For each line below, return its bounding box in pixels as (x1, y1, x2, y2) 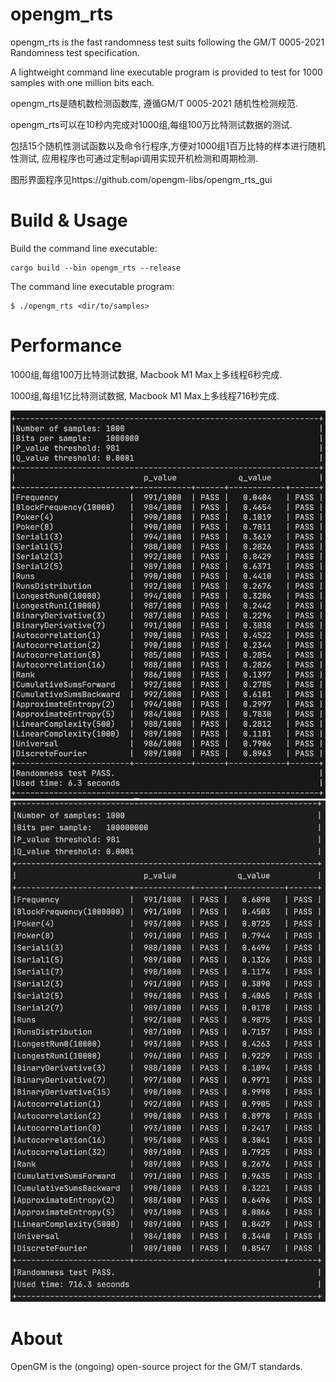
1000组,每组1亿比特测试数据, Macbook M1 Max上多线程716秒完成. (10, 389, 280, 402)
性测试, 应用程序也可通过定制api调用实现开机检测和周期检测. (10, 152, 258, 164)
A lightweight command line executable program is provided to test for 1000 (10, 66, 323, 78)
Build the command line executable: (10, 242, 158, 254)
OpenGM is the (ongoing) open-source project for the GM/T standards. (10, 1360, 303, 1372)
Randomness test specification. (10, 46, 140, 58)
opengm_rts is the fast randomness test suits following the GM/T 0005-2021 (10, 36, 325, 48)
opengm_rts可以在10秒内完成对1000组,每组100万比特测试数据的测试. (10, 118, 293, 130)
